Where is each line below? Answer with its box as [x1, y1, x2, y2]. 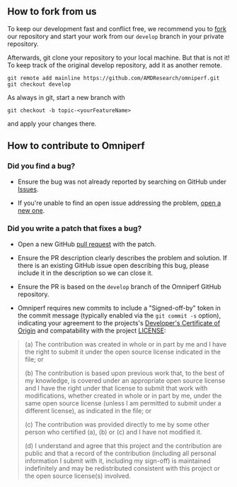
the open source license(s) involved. [24, 471, 131, 480]
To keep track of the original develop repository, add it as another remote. [7, 60, 223, 69]
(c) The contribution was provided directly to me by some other [24, 420, 210, 428]
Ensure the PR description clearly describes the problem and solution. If [17, 253, 228, 262]
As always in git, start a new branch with [7, 93, 125, 101]
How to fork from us [7, 6, 97, 18]
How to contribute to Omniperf [7, 140, 145, 152]
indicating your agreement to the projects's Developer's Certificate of [17, 318, 221, 327]
